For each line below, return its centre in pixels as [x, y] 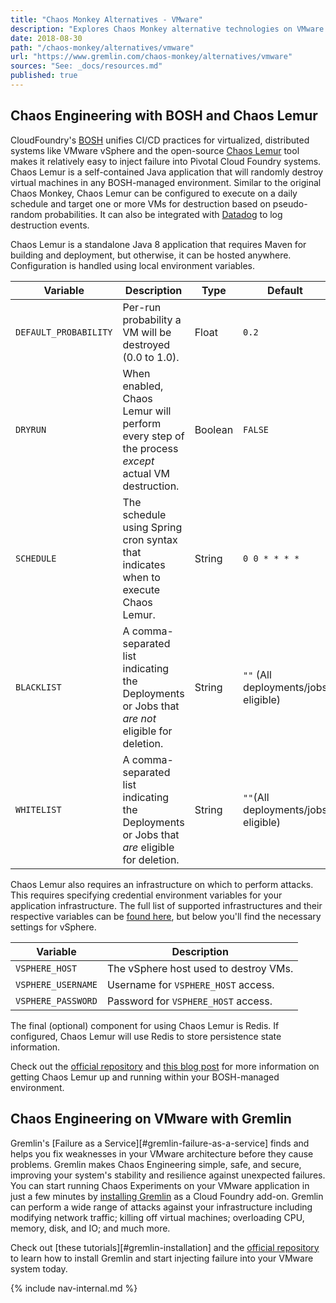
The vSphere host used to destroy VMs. [200, 968]
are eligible [148, 847]
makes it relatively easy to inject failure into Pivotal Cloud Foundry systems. [166, 161]
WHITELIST [38, 809]
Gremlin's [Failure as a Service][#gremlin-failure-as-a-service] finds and [160, 1143]
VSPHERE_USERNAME [56, 984]
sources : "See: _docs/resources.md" [86, 66]
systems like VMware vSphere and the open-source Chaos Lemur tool [155, 150]
